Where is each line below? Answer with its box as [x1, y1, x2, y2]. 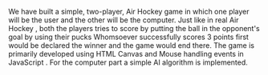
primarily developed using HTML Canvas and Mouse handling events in [8, 49, 245, 58]
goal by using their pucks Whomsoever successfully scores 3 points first [8, 32, 249, 41]
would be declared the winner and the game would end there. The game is [8, 41, 255, 50]
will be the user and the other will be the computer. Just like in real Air [8, 15, 239, 25]
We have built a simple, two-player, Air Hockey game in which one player [8, 7, 250, 16]
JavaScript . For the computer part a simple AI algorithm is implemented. [8, 57, 249, 67]
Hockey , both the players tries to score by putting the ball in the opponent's [8, 24, 260, 33]
